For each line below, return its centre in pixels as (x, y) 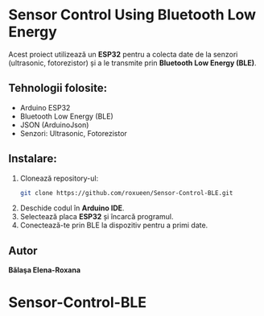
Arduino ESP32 (45, 107)
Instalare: (33, 159)
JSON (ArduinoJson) (54, 125)
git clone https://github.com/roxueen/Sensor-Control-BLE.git (126, 193)
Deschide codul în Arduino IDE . (72, 208)
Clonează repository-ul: (59, 178)
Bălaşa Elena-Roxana (45, 270)
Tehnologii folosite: (58, 88)
